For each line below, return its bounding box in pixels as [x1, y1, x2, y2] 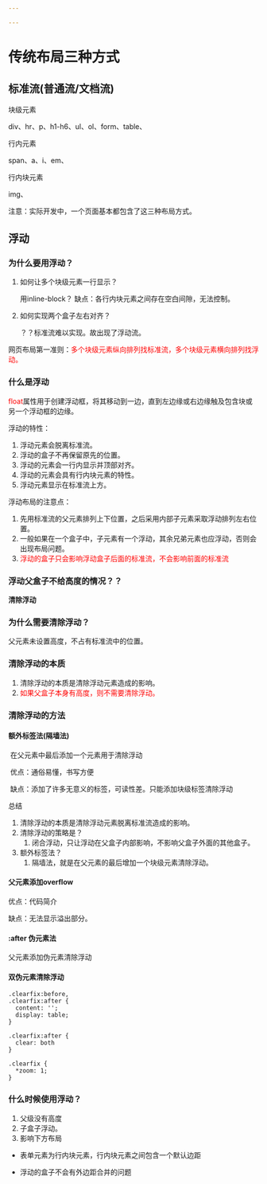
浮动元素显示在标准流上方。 [19, 479, 111, 490]
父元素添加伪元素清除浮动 [8, 952, 92, 962]
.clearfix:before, [8, 991, 69, 998]
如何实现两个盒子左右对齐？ [19, 311, 111, 321]
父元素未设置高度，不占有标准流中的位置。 [8, 636, 148, 646]
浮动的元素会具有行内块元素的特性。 [19, 470, 139, 479]
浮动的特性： [8, 423, 50, 432]
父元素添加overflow [8, 877, 74, 887]
